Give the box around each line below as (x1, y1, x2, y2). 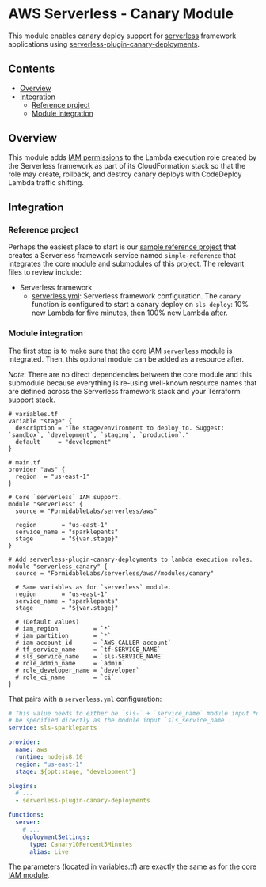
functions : (8, 811, 44, 819)
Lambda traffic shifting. (8, 177, 85, 187)
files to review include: (8, 267, 82, 277)
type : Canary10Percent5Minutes (28, 840, 133, 848)
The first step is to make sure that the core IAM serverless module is (8, 346, 233, 355)
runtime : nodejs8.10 (15, 752, 83, 760)
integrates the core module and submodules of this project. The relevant (8, 259, 245, 269)
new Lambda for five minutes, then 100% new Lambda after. (31, 308, 228, 317)
